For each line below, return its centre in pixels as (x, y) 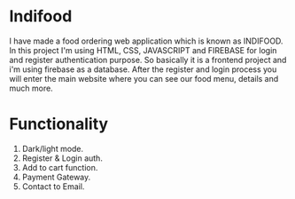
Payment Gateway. (56, 177)
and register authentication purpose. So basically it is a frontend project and (148, 60)
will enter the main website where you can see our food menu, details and (144, 78)
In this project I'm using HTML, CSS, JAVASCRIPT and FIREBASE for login (143, 50)
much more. (31, 88)
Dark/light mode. (53, 148)
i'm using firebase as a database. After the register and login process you (143, 69)
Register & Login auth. (62, 158)
